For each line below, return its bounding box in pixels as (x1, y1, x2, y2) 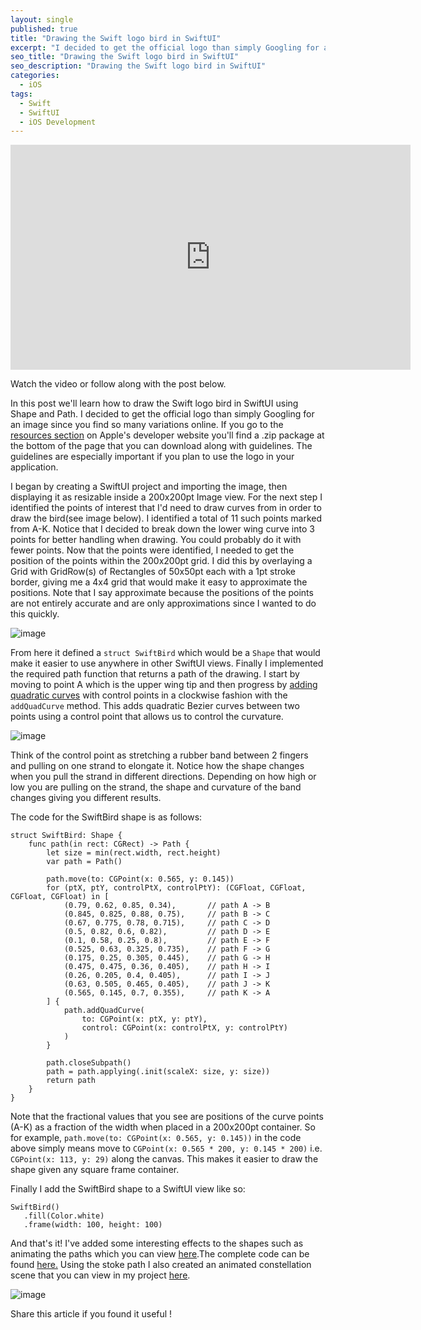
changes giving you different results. (10, 792, 162, 804)
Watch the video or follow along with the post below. (10, 378, 227, 390)
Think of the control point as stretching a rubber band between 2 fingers (10, 749, 309, 761)
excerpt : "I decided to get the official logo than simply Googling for (10, 42, 320, 53)
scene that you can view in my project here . (10, 1269, 191, 1281)
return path (46, 1076, 97, 1086)
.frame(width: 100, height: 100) (23, 1220, 163, 1230)
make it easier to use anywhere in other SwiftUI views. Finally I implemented (10, 657, 324, 670)
